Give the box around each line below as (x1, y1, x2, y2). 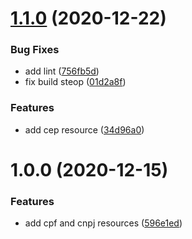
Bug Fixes (10, 43, 60, 57)
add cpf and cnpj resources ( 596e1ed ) (24, 217, 183, 229)
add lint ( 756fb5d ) (24, 65, 100, 77)
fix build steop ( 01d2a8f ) (24, 76, 127, 88)
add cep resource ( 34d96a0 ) (24, 123, 145, 136)
